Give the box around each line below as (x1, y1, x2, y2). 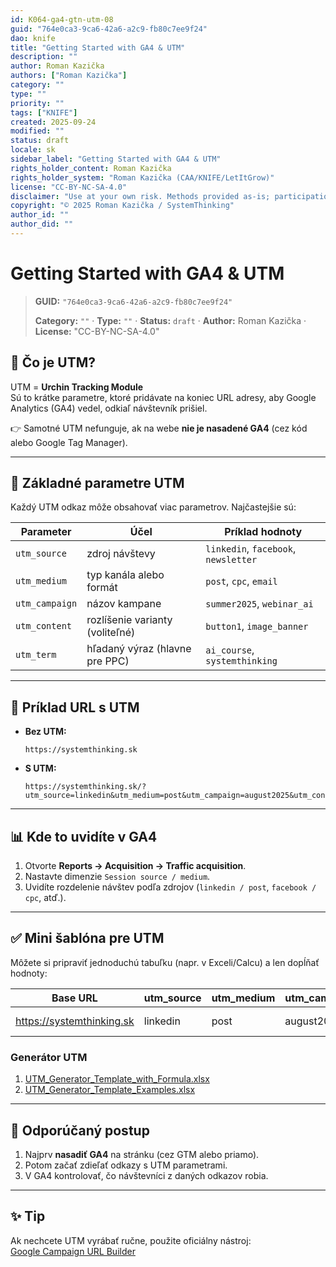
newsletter (205, 554, 258, 566)
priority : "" (10, 98, 65, 108)
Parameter (20, 525, 72, 539)
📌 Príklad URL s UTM (10, 699, 140, 716)
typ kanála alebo (86, 568, 165, 582)
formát (86, 581, 118, 595)
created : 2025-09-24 (10, 117, 97, 127)
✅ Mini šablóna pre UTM (10, 930, 165, 947)
